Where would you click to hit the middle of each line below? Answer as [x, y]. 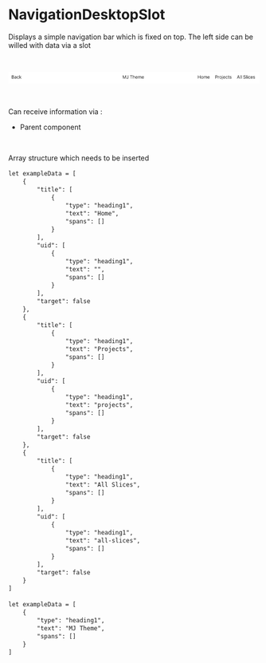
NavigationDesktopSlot [87, 15]
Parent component [50, 127]
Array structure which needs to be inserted [79, 158]
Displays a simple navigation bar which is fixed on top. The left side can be [131, 37]
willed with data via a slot [50, 45]
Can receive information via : [55, 112]
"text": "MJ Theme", [71, 629]
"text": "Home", [92, 214]
